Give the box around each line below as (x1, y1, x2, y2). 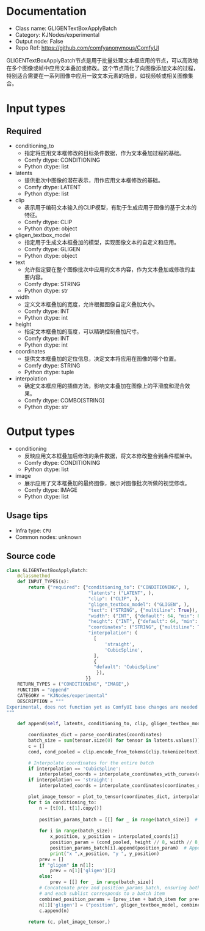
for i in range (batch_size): (38, 828, 113, 834)
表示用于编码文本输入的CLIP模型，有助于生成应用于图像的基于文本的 (24, 203, 197, 211)
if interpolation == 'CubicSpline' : (28, 766, 121, 772)
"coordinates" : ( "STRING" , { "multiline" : (88, 624, 195, 630)
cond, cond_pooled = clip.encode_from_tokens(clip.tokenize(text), (28, 748, 203, 755)
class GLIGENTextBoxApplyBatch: (6, 567, 88, 573)
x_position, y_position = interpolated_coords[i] (49, 834, 179, 840)
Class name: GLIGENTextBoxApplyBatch (15, 24, 117, 32)
